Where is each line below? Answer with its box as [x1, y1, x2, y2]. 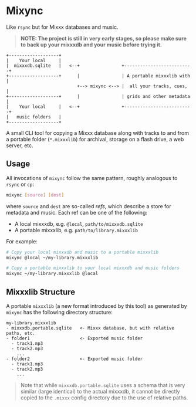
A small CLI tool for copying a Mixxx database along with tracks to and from [6, 129, 190, 136]
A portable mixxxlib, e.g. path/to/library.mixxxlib [14, 226, 138, 233]
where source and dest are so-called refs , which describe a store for [6, 202, 171, 209]
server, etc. [6, 142, 33, 149]
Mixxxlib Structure [6, 287, 76, 297]
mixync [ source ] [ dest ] [6, 192, 65, 198]
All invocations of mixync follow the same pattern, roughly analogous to [6, 174, 178, 181]
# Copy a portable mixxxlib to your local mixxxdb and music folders [6, 265, 180, 271]
